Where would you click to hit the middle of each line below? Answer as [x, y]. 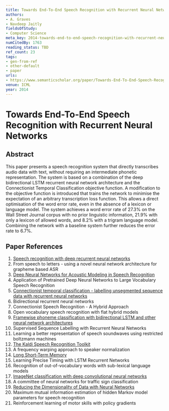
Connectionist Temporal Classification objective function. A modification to [83, 188]
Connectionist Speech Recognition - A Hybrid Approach [71, 307]
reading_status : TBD [27, 47]
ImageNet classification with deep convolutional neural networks [80, 376]
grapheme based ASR [36, 269]
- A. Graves [18, 19]
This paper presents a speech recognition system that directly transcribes [82, 166]
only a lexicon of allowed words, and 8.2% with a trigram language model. [82, 220]
